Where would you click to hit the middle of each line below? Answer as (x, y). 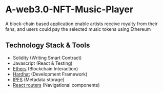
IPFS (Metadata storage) (39, 79)
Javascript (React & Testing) (43, 63)
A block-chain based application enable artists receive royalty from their (81, 24)
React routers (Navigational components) (56, 85)
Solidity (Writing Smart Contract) (47, 58)
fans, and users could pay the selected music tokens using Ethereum (78, 29)
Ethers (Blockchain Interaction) (45, 68)
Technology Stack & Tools (48, 45)
